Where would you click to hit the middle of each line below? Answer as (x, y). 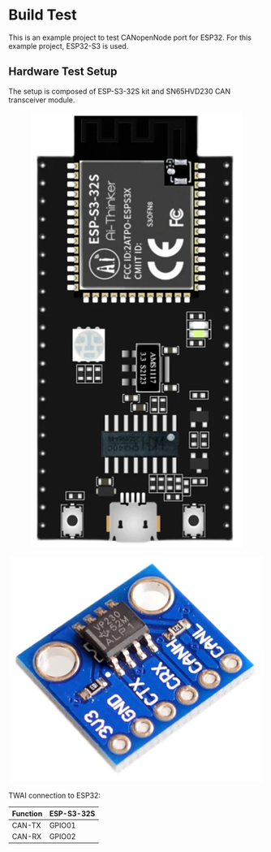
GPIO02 (62, 837)
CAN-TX (26, 825)
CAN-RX (27, 837)
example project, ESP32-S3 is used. (69, 45)
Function (27, 813)
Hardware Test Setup (63, 72)
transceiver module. (42, 100)
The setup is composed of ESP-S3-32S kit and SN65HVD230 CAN (120, 91)
